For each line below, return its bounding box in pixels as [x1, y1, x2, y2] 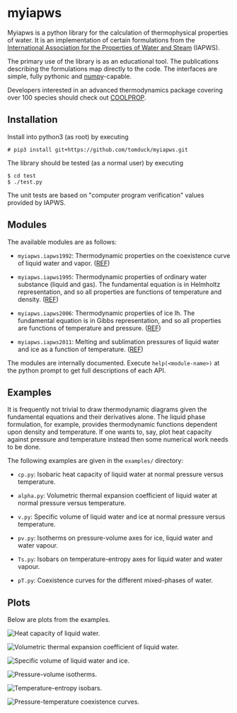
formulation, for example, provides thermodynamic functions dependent [7, 420, 218, 429]
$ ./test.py [7, 178, 42, 185]
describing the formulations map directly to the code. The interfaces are [7, 64, 218, 73]
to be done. [7, 443, 41, 452]
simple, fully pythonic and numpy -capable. [7, 72, 132, 81]
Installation [7, 114, 58, 126]
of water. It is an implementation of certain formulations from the [7, 35, 196, 44]
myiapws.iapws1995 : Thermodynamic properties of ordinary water [17, 272, 207, 281]
